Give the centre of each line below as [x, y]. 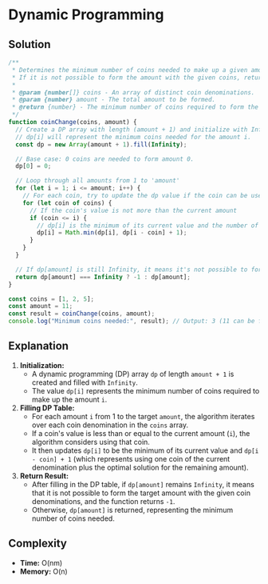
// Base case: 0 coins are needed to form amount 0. [105, 159]
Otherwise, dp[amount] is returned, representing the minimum [132, 510]
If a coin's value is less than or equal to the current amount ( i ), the [141, 433]
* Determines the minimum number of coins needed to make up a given [130, 70]
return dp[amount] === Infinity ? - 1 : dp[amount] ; [103, 277]
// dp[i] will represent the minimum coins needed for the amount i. [133, 137]
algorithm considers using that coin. [91, 442]
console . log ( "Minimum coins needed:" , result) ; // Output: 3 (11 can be [132, 322]
